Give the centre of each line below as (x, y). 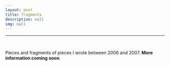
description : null (25, 19)
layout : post (19, 10)
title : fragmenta (24, 15)
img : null (16, 24)
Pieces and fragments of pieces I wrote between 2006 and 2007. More (79, 53)
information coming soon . (33, 58)
